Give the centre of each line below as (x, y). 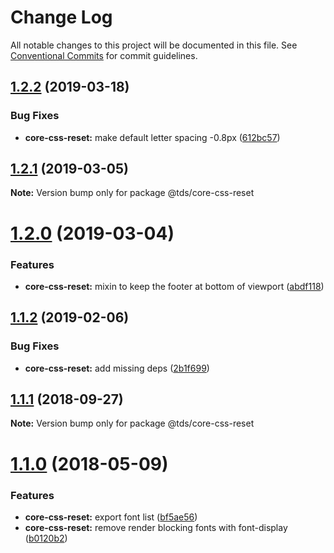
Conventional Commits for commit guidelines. (104, 55)
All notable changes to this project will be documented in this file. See (154, 45)
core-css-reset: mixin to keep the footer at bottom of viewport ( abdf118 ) (174, 286)
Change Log (61, 17)
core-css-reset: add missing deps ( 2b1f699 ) (117, 368)
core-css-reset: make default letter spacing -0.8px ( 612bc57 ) (152, 137)
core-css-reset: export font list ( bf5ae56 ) (111, 517)
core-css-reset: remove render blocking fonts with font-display (156, 527)
